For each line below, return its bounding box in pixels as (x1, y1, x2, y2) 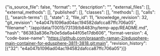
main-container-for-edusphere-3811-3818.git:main (5, 40, 106, 46)
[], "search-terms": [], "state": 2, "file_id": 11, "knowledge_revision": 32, (5, 15, 148, 20)
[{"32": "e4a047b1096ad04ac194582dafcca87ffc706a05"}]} (5, 46, 127, 51)
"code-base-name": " (5, 35, 49, 41)
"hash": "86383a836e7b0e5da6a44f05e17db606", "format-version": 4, (5, 30, 148, 36)
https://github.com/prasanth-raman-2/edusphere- (48, 35, 149, 41)
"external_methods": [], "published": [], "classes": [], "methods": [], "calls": (5, 9, 156, 15)
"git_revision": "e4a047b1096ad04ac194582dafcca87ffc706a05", (5, 19, 137, 25)
